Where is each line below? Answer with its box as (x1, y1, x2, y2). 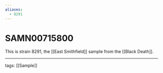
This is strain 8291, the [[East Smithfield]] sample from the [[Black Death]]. (5, 49, 154, 55)
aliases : (5, 7, 23, 12)
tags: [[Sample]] (5, 63, 38, 69)
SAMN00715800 (5, 33, 74, 44)
